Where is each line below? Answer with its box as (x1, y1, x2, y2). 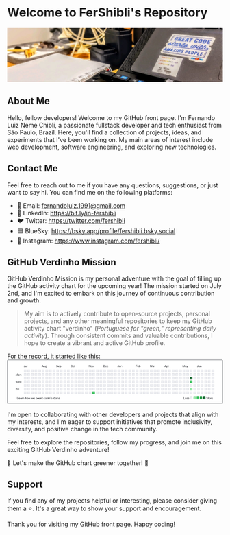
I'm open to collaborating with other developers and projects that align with (7, 410, 219, 418)
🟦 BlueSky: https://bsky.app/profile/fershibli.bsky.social (16, 226, 176, 235)
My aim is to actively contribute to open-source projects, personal (23, 310, 211, 318)
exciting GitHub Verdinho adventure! (7, 445, 110, 453)
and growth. (7, 296, 41, 305)
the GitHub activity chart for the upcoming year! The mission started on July (7, 282, 222, 290)
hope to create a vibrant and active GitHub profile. (23, 339, 166, 347)
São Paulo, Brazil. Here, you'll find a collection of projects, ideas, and (7, 128, 202, 136)
